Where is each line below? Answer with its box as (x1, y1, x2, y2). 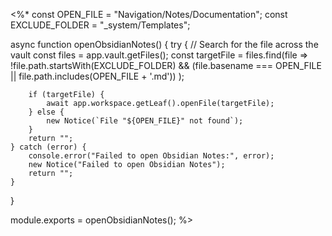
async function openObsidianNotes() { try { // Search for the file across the (10, 39, 319, 50)
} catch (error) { (10, 142, 87, 152)
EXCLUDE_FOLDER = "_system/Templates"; (10, 19, 191, 31)
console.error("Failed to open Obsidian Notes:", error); (28, 151, 275, 161)
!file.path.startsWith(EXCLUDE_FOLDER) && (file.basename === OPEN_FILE (10, 60, 322, 71)
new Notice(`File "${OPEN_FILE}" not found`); (46, 116, 244, 126)
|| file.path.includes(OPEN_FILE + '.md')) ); (10, 70, 185, 82)
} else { (28, 107, 65, 117)
